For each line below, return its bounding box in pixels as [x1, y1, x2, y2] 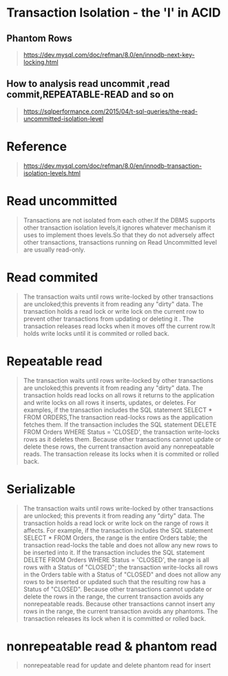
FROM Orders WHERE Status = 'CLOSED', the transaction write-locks [23, 427, 220, 436]
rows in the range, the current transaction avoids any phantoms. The [23, 607, 218, 615]
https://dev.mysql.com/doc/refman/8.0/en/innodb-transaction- [23, 161, 203, 170]
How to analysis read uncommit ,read [6, 78, 170, 90]
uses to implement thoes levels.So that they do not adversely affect [23, 230, 215, 239]
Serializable [6, 481, 76, 497]
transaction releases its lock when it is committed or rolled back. [23, 614, 207, 623]
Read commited [6, 270, 99, 285]
